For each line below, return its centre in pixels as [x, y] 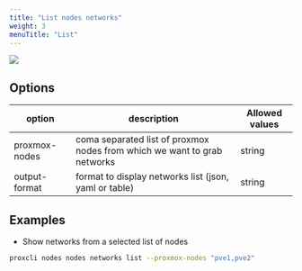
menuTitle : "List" [44, 34]
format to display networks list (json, [152, 176]
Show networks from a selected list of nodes [105, 241]
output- [31, 176]
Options [32, 88]
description [154, 119]
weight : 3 [28, 26]
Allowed [265, 113]
